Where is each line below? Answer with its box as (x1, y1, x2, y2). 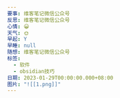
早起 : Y (7, 36, 28, 43)
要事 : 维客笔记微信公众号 (7, 10, 70, 17)
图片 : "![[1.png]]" (7, 81, 61, 88)
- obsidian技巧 (13, 68, 55, 75)
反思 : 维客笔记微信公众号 (7, 17, 70, 23)
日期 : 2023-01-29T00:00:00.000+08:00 (7, 74, 114, 81)
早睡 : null (7, 42, 37, 49)
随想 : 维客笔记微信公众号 (7, 49, 70, 56)
